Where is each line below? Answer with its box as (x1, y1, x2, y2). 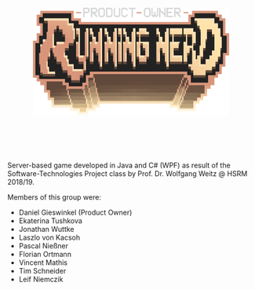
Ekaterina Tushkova (18, 215, 83, 226)
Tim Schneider (18, 266, 67, 275)
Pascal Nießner (18, 240, 68, 250)
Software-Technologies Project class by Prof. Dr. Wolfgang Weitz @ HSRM (7, 168, 248, 178)
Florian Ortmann (18, 249, 72, 259)
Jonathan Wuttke (18, 224, 75, 233)
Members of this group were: (7, 192, 101, 202)
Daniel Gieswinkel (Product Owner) (18, 207, 133, 217)
